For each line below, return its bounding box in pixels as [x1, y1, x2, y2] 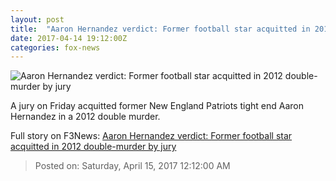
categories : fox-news [10, 42, 101, 53]
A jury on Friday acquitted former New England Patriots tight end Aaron [10, 100, 304, 112]
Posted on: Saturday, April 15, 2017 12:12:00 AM [34, 160, 231, 172]
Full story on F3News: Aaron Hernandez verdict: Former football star [10, 130, 293, 142]
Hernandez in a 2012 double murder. [10, 111, 161, 123]
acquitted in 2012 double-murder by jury [10, 141, 177, 153]
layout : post [10, 14, 65, 25]
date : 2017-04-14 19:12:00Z [10, 33, 128, 43]
